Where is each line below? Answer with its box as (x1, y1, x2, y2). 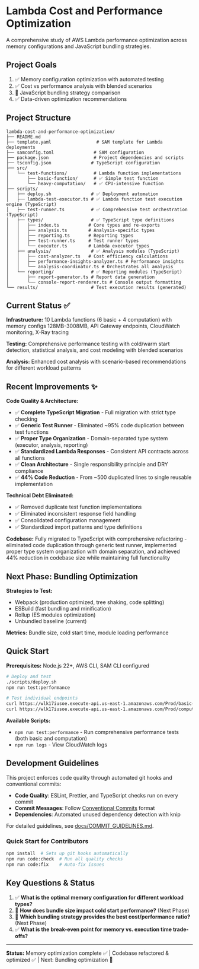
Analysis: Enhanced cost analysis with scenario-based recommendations (6, 358, 187, 366)
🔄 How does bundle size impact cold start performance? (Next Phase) (14, 907, 190, 914)
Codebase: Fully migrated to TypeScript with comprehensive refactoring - (6, 535, 187, 542)
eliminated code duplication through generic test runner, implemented (6, 542, 176, 549)
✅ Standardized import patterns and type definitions (14, 523, 143, 530)
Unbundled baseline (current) (14, 618, 87, 624)
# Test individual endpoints (6, 695, 78, 701)
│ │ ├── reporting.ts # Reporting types (6, 233, 134, 239)
